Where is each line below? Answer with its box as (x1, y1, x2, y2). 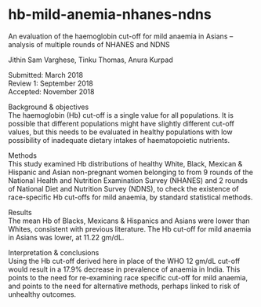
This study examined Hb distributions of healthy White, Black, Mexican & (8, 159, 243, 168)
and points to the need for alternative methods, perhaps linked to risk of (8, 281, 241, 291)
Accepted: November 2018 (8, 86, 95, 96)
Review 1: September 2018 (8, 79, 94, 88)
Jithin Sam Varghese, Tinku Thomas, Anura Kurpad (8, 55, 174, 64)
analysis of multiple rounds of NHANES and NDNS (8, 39, 170, 49)
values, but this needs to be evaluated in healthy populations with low (8, 127, 233, 137)
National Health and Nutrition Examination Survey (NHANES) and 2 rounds (8, 175, 248, 185)
